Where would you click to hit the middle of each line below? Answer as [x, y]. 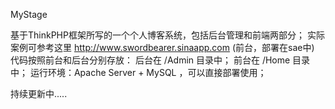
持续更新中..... [39, 93]
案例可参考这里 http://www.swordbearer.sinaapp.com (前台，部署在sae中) [162, 47]
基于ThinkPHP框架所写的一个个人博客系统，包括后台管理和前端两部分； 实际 [167, 35]
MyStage [29, 14]
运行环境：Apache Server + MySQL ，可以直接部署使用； [148, 72]
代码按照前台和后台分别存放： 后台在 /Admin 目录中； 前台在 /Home [150, 60]
